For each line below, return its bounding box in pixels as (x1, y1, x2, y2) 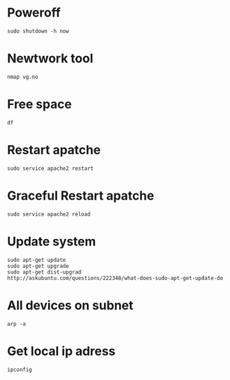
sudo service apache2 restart (7, 164, 94, 172)
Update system (7, 234, 96, 249)
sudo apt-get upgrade (7, 263, 70, 269)
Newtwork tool (7, 50, 94, 66)
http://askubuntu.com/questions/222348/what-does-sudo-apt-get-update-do (7, 274, 224, 281)
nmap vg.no (7, 73, 39, 80)
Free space (7, 97, 72, 112)
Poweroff (7, 5, 61, 21)
